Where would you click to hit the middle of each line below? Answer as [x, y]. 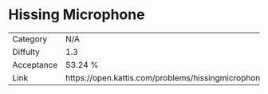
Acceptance [35, 65]
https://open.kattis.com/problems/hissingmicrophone [165, 77]
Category [30, 39]
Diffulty [26, 52]
